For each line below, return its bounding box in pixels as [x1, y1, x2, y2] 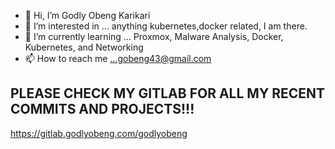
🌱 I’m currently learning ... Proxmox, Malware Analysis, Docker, [24, 31, 284, 42]
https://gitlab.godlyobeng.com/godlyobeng [10, 127, 188, 139]
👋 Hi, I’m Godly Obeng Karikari [24, 10, 151, 21]
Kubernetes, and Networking [24, 41, 144, 53]
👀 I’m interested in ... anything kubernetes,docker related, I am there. [24, 20, 308, 32]
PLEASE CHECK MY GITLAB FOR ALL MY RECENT [10, 85, 326, 102]
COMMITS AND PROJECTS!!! [10, 101, 195, 118]
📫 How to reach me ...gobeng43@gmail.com [24, 53, 212, 64]
